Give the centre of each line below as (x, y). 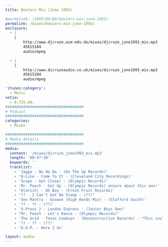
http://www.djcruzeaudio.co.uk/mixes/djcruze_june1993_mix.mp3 (90, 70)
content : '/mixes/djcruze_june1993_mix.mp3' (57, 153)
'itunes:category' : (25, 88)
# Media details (22, 139)
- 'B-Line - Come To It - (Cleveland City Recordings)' (74, 176)
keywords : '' (23, 163)
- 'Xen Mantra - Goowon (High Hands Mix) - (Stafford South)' (80, 200)
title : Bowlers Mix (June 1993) (39, 10)
